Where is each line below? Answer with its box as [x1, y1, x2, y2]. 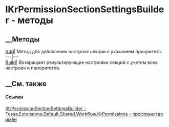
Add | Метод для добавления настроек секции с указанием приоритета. [5, 49, 162, 54]
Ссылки [5, 94, 24, 100]
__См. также [5, 79, 47, 88]
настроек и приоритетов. [5, 65, 60, 71]
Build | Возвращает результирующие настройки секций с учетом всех [5, 59, 158, 65]
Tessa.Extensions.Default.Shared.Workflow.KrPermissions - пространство [5, 111, 163, 117]
